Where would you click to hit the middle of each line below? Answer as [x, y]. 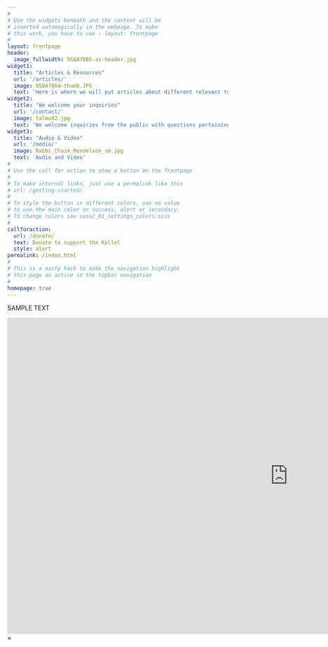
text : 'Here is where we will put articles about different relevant [117, 92]
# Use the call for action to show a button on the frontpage [100, 170]
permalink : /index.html [42, 256]
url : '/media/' [36, 145]
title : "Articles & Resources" [59, 72]
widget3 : [20, 131]
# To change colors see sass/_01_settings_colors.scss [89, 216]
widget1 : [20, 66]
